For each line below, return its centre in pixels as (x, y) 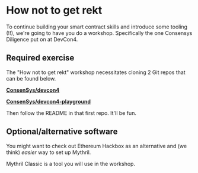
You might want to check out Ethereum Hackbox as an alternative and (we (97, 146)
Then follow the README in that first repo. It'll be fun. (71, 113)
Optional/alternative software (62, 132)
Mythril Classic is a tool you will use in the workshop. (71, 164)
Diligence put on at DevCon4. (42, 39)
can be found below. (31, 78)
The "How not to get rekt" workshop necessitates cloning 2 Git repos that (96, 72)
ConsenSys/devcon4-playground (48, 101)
